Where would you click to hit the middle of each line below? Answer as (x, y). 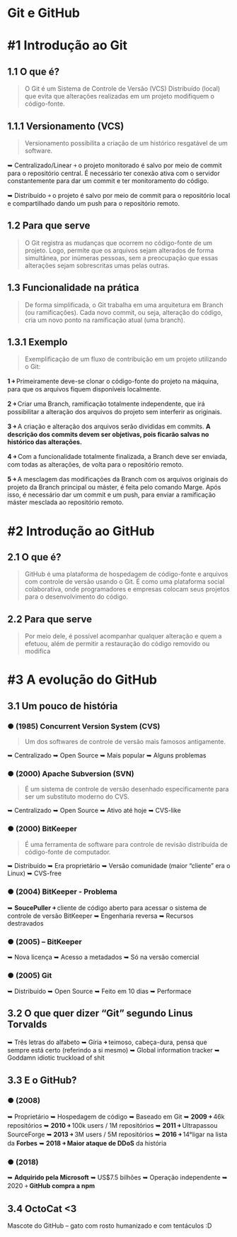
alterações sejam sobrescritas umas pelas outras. (97, 265)
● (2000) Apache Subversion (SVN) (71, 774)
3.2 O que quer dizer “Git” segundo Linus (100, 1013)
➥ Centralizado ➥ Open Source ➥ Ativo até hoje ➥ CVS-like (94, 811)
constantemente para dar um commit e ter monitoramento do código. (108, 181)
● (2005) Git (30, 975)
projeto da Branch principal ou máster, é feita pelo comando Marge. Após (114, 487)
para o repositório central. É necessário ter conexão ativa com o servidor (114, 173)
